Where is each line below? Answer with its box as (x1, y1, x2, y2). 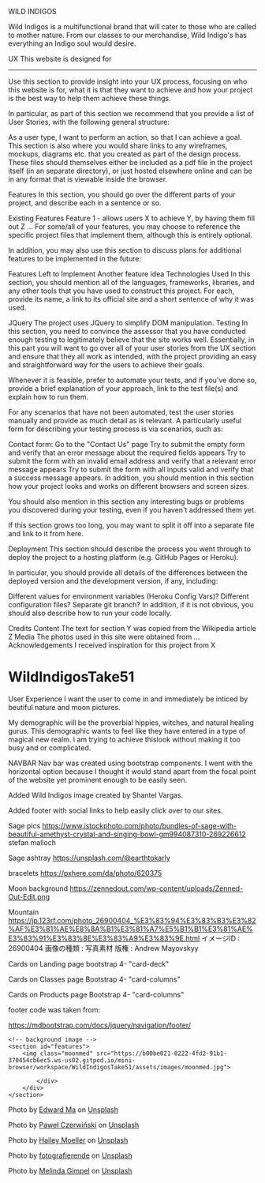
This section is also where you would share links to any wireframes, (8, 141, 228, 150)
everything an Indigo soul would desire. (8, 39, 136, 48)
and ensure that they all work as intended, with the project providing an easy (8, 351, 257, 361)
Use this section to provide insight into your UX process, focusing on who (8, 77, 248, 86)
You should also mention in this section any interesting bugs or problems (8, 497, 244, 506)
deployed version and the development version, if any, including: (8, 576, 218, 585)
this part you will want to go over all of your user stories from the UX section (8, 344, 256, 352)
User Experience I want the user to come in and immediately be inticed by (8, 694, 248, 704)
